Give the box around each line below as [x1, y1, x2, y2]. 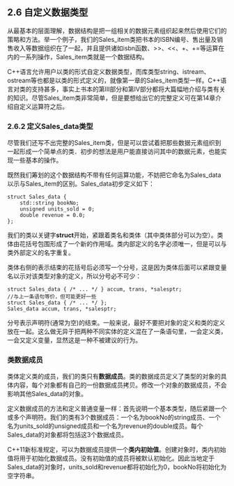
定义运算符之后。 [19, 102, 68, 110]
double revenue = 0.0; [19, 212, 86, 219]
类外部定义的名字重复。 [7, 248, 75, 257]
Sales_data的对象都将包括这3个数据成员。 [7, 431, 127, 439]
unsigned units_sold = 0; [19, 206, 95, 213]
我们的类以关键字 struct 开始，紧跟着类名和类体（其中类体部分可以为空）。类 [7, 231, 224, 239]
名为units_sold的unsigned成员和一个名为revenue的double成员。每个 [7, 422, 203, 430]
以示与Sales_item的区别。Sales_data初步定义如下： [7, 180, 155, 188]
